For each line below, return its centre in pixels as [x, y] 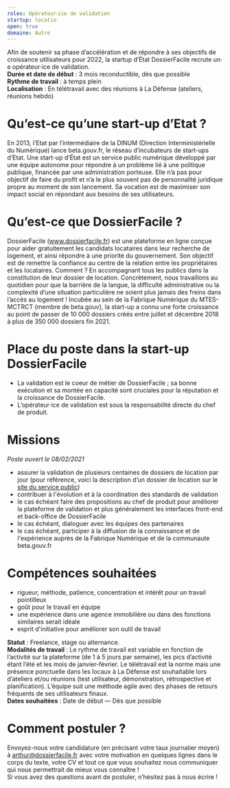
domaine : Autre [29, 33]
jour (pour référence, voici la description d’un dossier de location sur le [117, 480]
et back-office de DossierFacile [61, 516]
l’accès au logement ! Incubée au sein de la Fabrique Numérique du [102, 299]
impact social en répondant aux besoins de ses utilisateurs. [91, 194]
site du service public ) [48, 487]
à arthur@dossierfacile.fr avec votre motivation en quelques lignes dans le [112, 755]
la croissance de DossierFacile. [61, 398]
